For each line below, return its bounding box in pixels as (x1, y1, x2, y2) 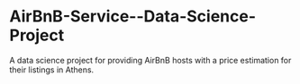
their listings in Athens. (9, 64, 95, 75)
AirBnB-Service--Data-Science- (9, 6, 257, 27)
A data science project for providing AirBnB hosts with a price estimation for (9, 55, 292, 65)
